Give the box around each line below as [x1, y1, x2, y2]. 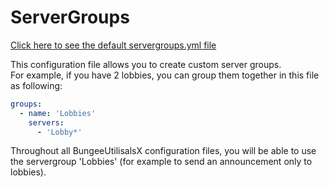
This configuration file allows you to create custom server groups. [10, 58, 282, 70]
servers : [28, 117, 65, 128]
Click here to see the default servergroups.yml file [10, 39, 217, 51]
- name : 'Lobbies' [19, 108, 97, 118]
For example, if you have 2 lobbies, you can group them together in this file [10, 69, 320, 81]
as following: [10, 79, 63, 91]
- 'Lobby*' [36, 127, 83, 137]
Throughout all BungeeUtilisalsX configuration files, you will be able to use [10, 145, 317, 157]
